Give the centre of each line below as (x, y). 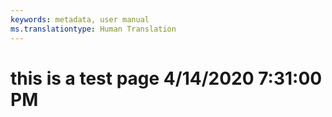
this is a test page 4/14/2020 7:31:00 (166, 78)
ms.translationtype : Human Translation (93, 29)
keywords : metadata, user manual (80, 19)
